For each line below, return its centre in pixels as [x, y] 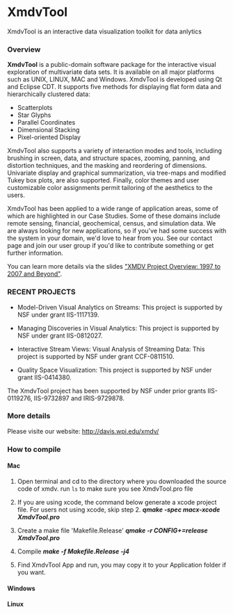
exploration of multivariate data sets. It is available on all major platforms [111, 72]
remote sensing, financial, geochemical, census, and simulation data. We [112, 223]
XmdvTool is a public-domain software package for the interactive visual [112, 65]
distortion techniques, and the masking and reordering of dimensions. [107, 166]
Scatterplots [35, 108]
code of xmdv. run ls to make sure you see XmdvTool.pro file [105, 489]
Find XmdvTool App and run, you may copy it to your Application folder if [122, 565]
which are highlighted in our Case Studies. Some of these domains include [114, 216]
